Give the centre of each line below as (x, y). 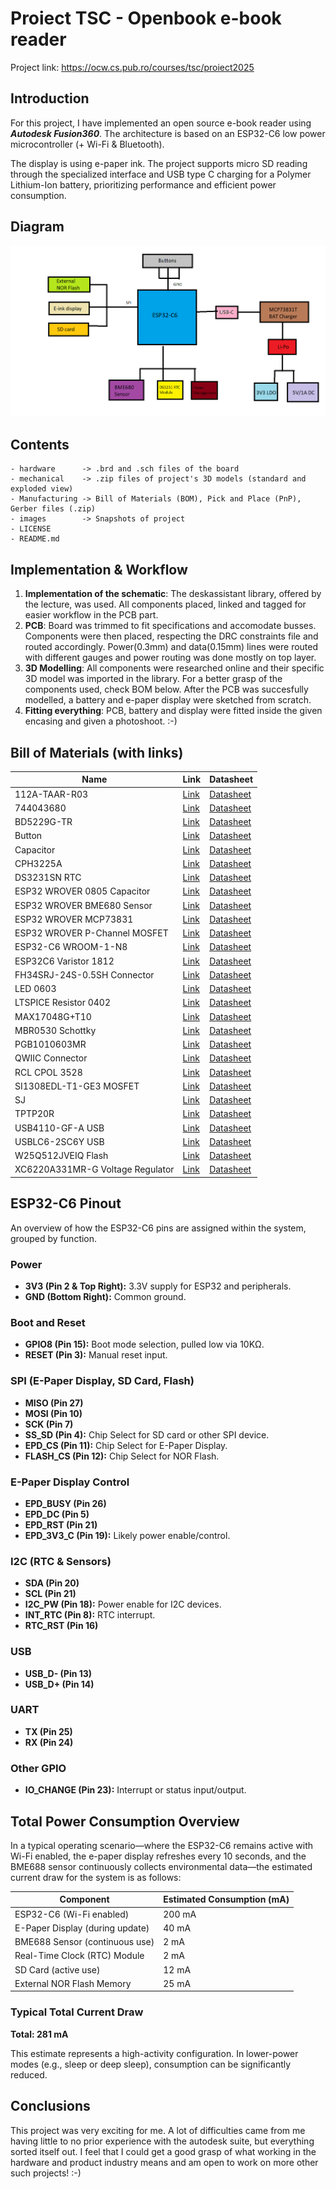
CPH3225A (38, 863)
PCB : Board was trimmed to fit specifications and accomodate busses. (170, 626)
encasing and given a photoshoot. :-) (101, 721)
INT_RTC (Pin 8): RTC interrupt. (90, 1615)
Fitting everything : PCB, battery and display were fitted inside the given (173, 711)
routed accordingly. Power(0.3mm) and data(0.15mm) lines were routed (171, 647)
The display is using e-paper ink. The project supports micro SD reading (159, 163)
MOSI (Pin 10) (53, 1413)
